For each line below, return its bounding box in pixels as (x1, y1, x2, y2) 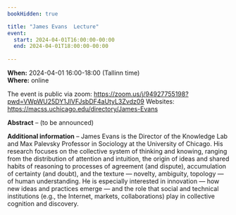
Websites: (145, 97, 175, 106)
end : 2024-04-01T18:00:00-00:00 (13, 43, 109, 50)
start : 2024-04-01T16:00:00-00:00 (13, 36, 115, 43)
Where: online (7, 76, 49, 85)
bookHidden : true (7, 10, 58, 18)
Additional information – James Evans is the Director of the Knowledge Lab (7, 132, 228, 140)
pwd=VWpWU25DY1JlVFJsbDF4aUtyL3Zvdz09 (7, 97, 144, 106)
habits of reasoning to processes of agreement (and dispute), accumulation (7, 162, 227, 170)
